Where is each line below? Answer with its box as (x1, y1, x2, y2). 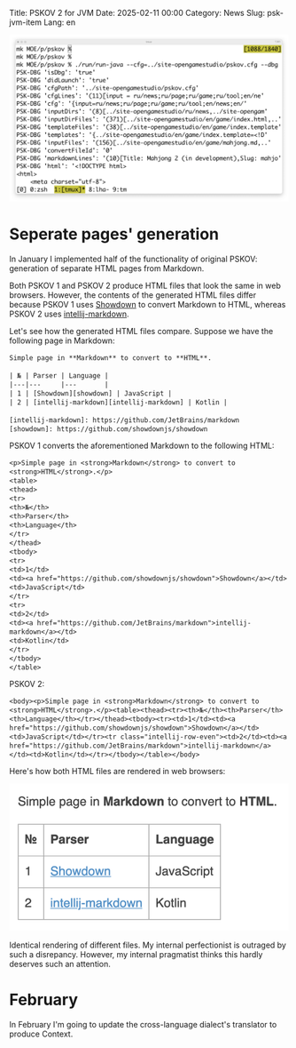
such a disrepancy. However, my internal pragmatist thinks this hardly (9, 948, 263, 959)
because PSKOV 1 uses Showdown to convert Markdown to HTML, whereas (9, 299, 286, 309)
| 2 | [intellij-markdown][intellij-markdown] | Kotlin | (9, 397, 228, 407)
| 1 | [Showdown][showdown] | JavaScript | (9, 388, 173, 398)
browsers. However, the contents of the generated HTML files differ (9, 289, 257, 300)
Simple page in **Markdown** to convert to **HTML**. (9, 353, 213, 363)
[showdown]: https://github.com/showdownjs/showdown (9, 424, 208, 434)
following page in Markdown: (9, 335, 115, 346)
